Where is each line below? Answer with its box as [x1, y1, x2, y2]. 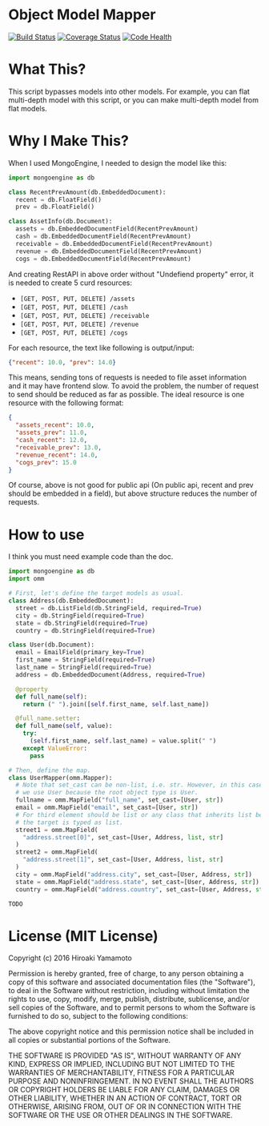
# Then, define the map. [8, 766, 91, 774]
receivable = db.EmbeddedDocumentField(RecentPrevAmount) [15, 239, 214, 247]
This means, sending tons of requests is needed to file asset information [8, 372, 247, 382]
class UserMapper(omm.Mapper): [8, 774, 113, 782]
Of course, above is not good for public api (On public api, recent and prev [8, 481, 254, 490]
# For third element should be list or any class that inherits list [15, 810, 252, 818]
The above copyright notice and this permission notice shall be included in [8, 1027, 254, 1036]
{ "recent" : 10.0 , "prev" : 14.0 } [8, 358, 116, 366]
